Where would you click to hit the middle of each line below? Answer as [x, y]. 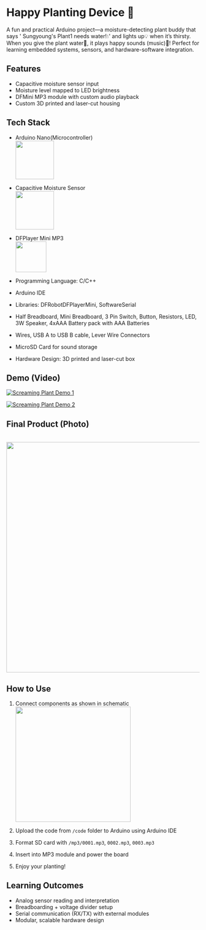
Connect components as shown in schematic [72, 703]
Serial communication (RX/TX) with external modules [82, 913]
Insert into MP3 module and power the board [72, 854]
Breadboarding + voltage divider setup [64, 907]
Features [24, 69]
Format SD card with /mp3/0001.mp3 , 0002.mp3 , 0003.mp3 [85, 842]
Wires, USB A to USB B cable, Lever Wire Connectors [82, 335]
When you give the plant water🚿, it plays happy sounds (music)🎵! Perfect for [103, 43]
